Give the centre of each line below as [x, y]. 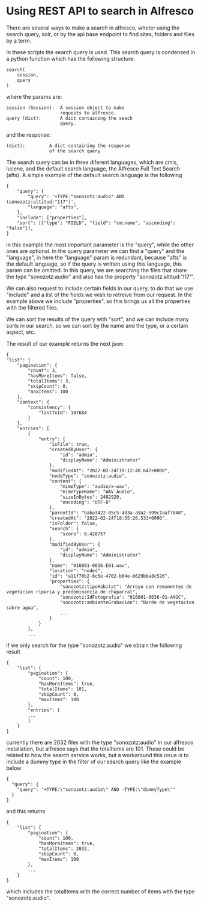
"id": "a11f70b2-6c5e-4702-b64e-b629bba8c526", [109, 576]
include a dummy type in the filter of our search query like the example [94, 761]
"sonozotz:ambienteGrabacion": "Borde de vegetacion [127, 602]
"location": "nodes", [76, 570]
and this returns [26, 811]
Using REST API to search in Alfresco [100, 11]
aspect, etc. [21, 332]
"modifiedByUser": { [75, 544]
